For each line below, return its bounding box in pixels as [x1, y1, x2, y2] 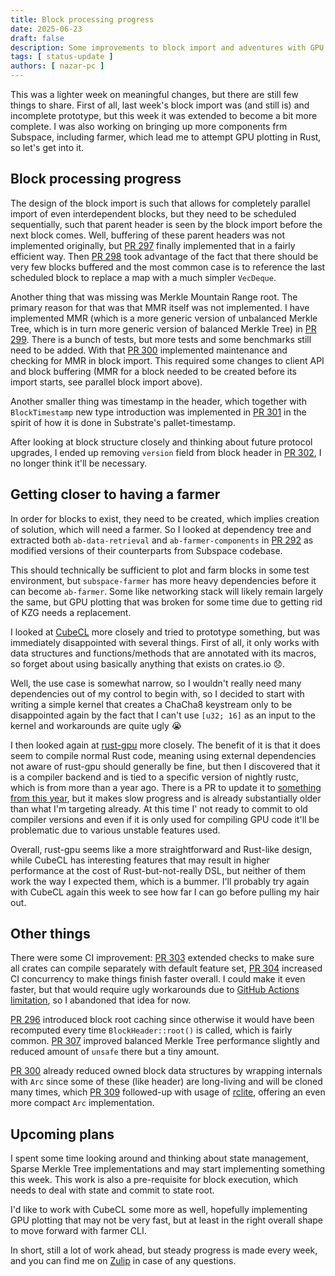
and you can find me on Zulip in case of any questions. [10, 1255, 237, 1267]
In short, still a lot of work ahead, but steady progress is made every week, [10, 1244, 318, 1256]
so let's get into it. [10, 142, 85, 153]
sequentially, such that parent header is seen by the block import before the [10, 218, 323, 230]
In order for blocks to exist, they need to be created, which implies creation [10, 512, 320, 525]
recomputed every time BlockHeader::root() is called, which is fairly [10, 1024, 293, 1036]
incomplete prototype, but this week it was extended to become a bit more [10, 110, 318, 121]
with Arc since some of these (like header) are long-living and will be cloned [10, 1076, 323, 1088]
